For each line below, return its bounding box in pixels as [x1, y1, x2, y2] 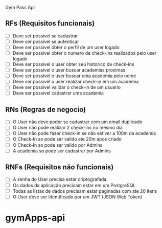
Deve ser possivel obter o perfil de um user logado [12, 44, 120, 50]
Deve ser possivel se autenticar [12, 38, 79, 44]
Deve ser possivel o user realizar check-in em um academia [12, 79, 139, 85]
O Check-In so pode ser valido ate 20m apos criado [12, 136, 122, 142]
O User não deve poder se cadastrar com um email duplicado [12, 119, 143, 125]
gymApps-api [5, 212, 65, 223]
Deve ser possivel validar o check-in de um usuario [12, 84, 121, 90]
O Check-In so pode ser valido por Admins [12, 142, 103, 148]
